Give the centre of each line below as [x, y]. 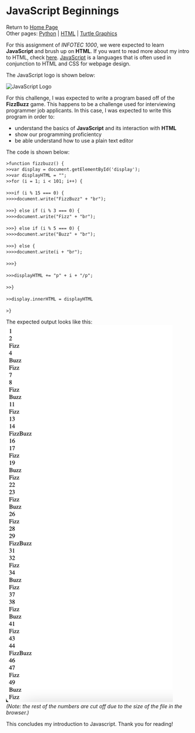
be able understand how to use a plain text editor [74, 140]
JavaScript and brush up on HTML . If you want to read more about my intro [98, 51]
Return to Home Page [32, 27]
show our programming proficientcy [58, 134]
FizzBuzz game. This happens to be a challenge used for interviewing [91, 104]
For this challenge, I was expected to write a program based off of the [90, 98]
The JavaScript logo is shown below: [51, 75]
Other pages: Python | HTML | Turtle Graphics [62, 33]
